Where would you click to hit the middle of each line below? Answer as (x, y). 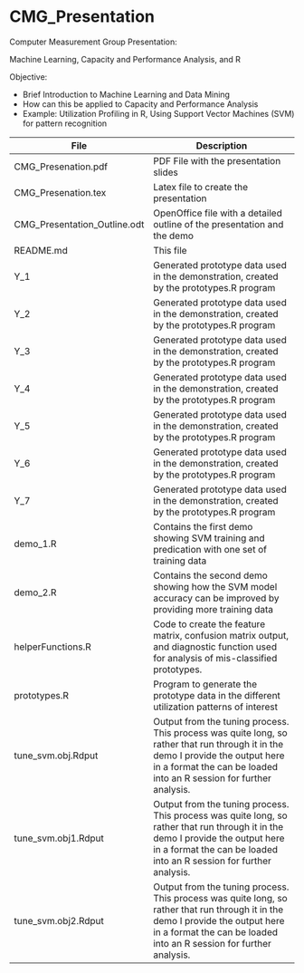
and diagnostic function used (215, 647)
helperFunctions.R (53, 647)
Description (222, 145)
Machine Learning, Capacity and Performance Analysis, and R (125, 59)
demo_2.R (35, 592)
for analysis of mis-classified (215, 658)
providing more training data (214, 609)
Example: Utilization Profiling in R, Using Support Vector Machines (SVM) (158, 113)
